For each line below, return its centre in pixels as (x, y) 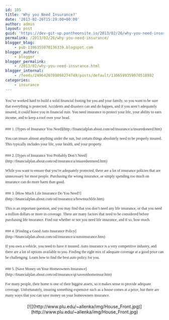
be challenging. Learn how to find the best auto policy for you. (53, 258)
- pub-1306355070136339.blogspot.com (54, 47)
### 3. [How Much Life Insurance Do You (37, 193)
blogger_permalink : (26, 61)
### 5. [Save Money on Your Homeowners (38, 269)
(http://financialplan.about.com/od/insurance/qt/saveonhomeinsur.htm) (59, 274)
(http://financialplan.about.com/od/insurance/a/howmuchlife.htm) (55, 199)
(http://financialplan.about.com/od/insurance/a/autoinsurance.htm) (55, 237)
